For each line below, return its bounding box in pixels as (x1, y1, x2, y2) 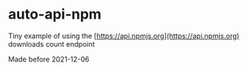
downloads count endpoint (8, 39, 95, 48)
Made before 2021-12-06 (8, 54, 90, 64)
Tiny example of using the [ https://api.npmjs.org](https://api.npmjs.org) (8, 31, 240, 40)
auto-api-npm (8, 5, 102, 23)
